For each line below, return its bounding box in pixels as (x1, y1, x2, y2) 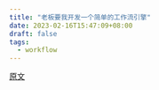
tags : (9, 37, 29, 47)
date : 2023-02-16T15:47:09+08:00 (9, 21, 133, 30)
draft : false (9, 29, 58, 38)
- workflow (17, 46, 58, 55)
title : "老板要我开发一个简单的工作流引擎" (9, 12, 151, 22)
